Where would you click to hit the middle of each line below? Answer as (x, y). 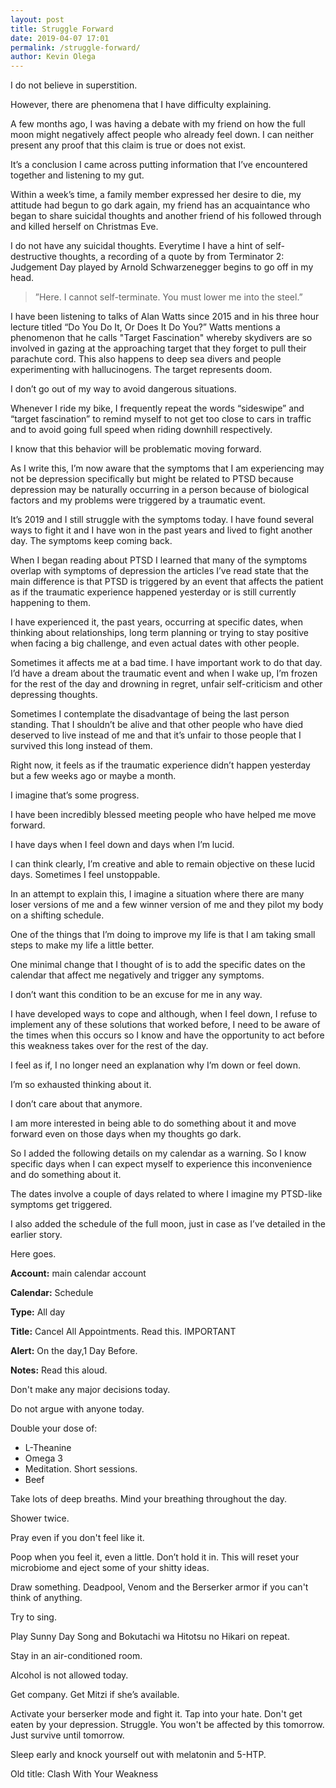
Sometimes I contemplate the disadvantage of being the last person (150, 714)
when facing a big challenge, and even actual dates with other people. (155, 643)
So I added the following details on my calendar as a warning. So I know (158, 1153)
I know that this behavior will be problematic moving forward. (136, 449)
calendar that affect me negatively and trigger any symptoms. (137, 975)
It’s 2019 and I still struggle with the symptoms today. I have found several (162, 520)
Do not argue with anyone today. (77, 1409)
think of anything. (46, 1598)
